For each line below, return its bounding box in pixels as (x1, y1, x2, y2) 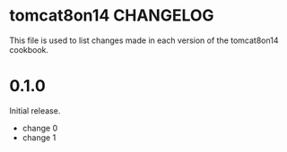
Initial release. (9, 105, 61, 116)
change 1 (22, 131, 57, 143)
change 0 (22, 122, 58, 133)
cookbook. (9, 44, 49, 55)
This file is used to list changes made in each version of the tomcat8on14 (9, 35, 279, 46)
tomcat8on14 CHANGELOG (9, 5, 214, 26)
